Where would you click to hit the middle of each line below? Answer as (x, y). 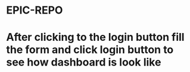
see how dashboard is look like (84, 62)
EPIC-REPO (35, 10)
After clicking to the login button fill (95, 37)
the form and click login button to (90, 50)
